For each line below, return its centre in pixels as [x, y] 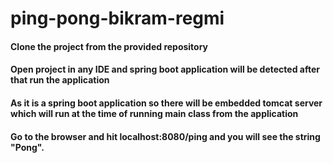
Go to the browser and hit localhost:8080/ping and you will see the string [165, 136]
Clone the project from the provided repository [109, 46]
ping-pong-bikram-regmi [117, 18]
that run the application [60, 80]
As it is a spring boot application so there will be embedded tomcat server [166, 103]
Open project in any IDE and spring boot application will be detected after [165, 69]
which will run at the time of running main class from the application [154, 113]
